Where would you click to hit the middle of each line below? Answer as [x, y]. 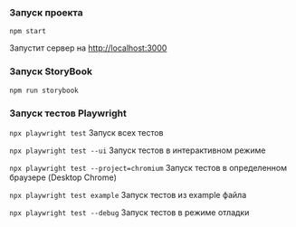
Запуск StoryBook [51, 71]
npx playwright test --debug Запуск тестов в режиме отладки [129, 212]
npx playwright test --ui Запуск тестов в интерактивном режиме [138, 150]
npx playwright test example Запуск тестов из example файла [128, 194]
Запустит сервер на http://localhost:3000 [88, 48]
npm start [28, 32]
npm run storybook [44, 90]
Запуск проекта [46, 13]
